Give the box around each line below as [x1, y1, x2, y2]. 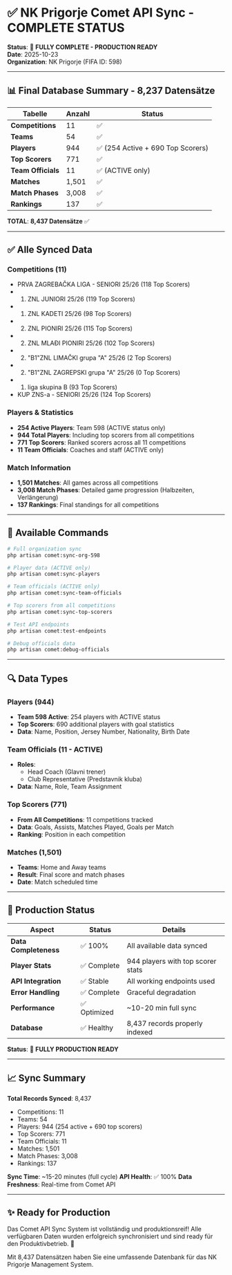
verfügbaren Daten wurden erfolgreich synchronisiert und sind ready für [7, 1232, 213, 1240]
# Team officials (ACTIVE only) [7, 583, 100, 590]
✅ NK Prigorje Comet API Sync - [7, 5, 195, 21]
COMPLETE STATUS [7, 20, 125, 36]
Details [162, 924, 186, 934]
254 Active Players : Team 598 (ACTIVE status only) [17, 423, 166, 431]
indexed [126, 1027, 153, 1036]
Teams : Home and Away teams [17, 863, 106, 871]
